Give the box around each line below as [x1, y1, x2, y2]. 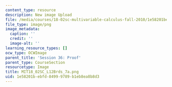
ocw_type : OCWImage [5, 50, 47, 55]
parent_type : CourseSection [5, 60, 66, 65]
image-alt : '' [10, 41, 40, 46]
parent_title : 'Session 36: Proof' [5, 55, 81, 60]
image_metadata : [5, 27, 40, 32]
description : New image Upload [5, 12, 72, 17]
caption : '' [10, 31, 36, 36]
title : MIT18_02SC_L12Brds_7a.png [5, 70, 79, 75]
